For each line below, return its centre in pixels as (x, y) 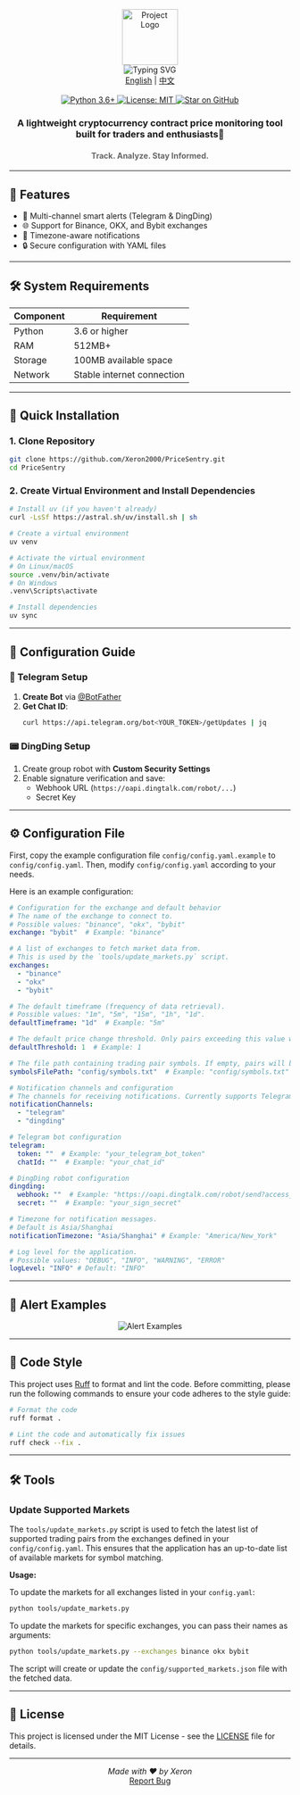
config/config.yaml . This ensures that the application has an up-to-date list (148, 1549)
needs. (22, 874)
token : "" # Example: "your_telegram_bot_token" (111, 1154)
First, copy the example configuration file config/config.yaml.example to (142, 855)
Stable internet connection (129, 374)
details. (23, 1745)
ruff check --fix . (46, 1442)
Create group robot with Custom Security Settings (116, 769)
